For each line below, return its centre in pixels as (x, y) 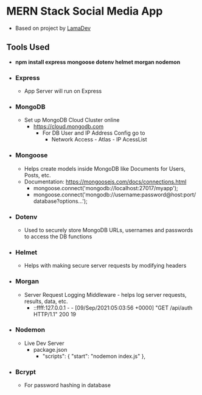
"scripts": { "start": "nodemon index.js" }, (94, 356)
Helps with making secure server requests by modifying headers (105, 266)
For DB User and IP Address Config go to (94, 133)
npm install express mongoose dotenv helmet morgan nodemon (98, 62)
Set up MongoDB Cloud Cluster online (72, 120)
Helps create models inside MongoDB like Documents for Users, (105, 168)
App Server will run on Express (63, 91)
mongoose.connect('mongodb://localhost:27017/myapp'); (106, 188)
